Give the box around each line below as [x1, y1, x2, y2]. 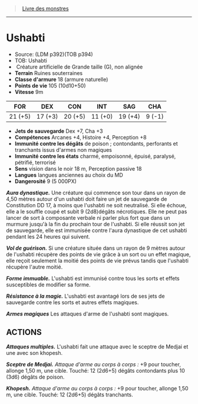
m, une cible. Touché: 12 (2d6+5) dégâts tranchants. [6, 391, 134, 398]
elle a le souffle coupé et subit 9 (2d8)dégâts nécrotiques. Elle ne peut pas [6, 208, 187, 215]
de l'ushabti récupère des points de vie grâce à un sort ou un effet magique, [6, 250, 191, 258]
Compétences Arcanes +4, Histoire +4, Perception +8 [14, 133, 147, 141]
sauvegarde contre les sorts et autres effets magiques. [6, 298, 139, 306]
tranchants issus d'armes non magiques [14, 146, 112, 153]
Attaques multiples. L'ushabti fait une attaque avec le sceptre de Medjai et [6, 343, 189, 350]
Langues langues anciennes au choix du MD [14, 171, 124, 178]
